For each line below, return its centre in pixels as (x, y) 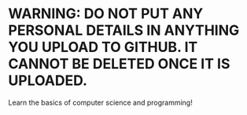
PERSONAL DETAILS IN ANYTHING (124, 30)
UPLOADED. (48, 81)
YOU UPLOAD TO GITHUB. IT (103, 47)
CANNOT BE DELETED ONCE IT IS (119, 64)
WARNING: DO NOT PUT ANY (106, 14)
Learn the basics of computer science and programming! (100, 102)
